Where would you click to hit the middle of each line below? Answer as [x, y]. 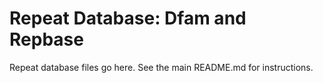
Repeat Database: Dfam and [128, 18]
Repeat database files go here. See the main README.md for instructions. [161, 67]
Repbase [46, 39]
